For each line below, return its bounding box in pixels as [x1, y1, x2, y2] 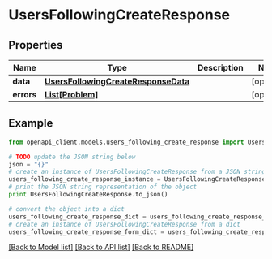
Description [197, 63, 244, 73]
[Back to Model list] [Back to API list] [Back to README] [8, 242, 194, 253]
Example [8, 116, 53, 131]
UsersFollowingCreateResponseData [44, 76, 190, 87]
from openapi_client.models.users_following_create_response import [8, 138, 244, 146]
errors [12, 89, 37, 100]
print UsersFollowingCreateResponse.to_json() [8, 191, 168, 199]
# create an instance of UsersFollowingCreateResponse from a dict [8, 220, 241, 228]
